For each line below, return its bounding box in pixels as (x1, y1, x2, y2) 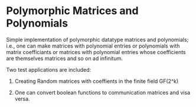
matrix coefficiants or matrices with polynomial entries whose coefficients (6, 48, 186, 55)
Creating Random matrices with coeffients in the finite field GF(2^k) (14, 78, 179, 85)
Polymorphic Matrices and (6, 4, 139, 18)
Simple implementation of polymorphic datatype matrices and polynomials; (6, 36, 189, 43)
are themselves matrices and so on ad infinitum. (6, 55, 123, 62)
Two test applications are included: (6, 66, 92, 73)
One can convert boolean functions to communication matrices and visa (14, 89, 191, 96)
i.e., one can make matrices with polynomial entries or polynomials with (6, 42, 180, 49)
